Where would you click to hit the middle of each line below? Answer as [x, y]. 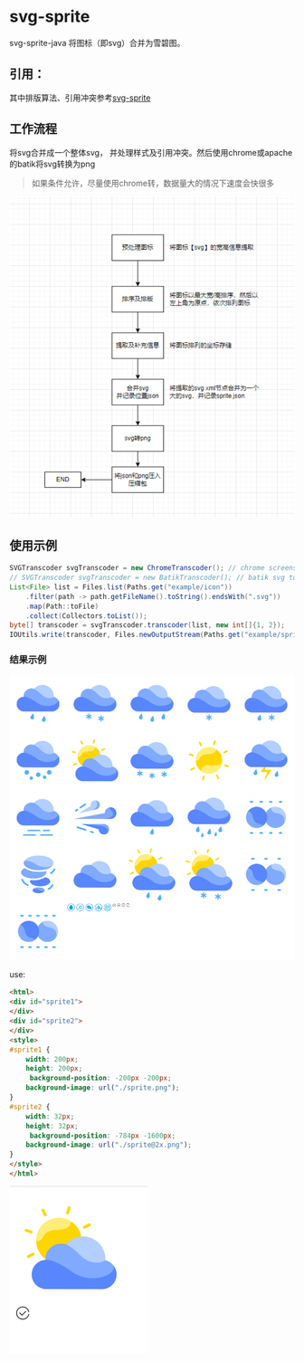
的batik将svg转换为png [52, 164]
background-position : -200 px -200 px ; [100, 1079]
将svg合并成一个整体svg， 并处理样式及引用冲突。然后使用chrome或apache [151, 152]
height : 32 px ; [52, 1126]
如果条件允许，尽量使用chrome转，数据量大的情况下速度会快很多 [152, 183]
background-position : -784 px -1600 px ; [103, 1136]
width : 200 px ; [52, 1059]
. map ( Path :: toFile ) [62, 606]
